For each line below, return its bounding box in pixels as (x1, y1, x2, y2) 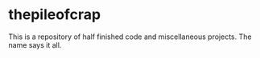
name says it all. (8, 40, 62, 49)
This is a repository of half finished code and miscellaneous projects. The (8, 32, 252, 41)
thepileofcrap (8, 6, 101, 24)
